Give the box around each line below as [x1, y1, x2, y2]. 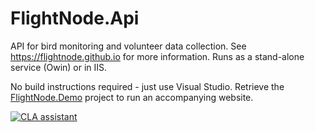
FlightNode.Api [10, 7, 140, 30]
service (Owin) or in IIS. [10, 61, 108, 73]
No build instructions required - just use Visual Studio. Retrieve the [10, 80, 285, 92]
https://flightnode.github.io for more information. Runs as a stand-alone [10, 50, 305, 62]
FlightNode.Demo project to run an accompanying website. [10, 91, 254, 103]
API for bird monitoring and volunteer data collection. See [10, 40, 247, 52]
